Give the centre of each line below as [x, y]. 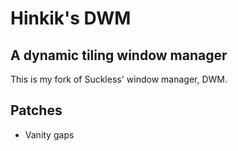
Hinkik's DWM [71, 18]
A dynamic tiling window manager [119, 55]
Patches [36, 110]
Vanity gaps [49, 134]
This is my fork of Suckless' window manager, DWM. [119, 79]
